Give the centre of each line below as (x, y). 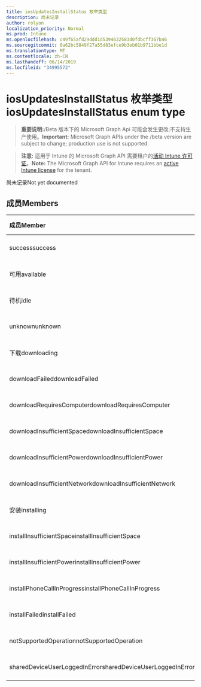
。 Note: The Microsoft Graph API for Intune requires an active (102, 164)
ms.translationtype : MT (36, 51)
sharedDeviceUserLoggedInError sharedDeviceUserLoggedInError (102, 667)
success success (33, 248)
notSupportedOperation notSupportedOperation (76, 641)
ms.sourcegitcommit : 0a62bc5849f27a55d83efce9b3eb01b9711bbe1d (87, 46)
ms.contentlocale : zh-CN (37, 56)
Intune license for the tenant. (56, 170)
